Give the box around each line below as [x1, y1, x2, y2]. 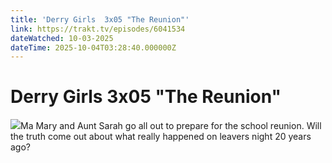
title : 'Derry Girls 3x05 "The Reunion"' [10, 14, 190, 25]
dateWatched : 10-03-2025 [10, 33, 114, 43]
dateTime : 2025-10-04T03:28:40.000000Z [10, 42, 177, 53]
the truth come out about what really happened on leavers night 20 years [10, 131, 312, 143]
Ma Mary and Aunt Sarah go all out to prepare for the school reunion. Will [20, 120, 322, 132]
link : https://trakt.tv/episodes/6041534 [10, 24, 186, 34]
